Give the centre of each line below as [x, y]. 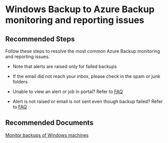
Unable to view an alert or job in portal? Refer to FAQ [68, 92]
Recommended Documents [49, 123]
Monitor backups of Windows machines [47, 135]
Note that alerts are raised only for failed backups [65, 66]
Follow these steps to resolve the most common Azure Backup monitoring [83, 51]
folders [20, 82]
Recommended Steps [40, 39]
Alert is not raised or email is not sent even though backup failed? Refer [88, 101]
